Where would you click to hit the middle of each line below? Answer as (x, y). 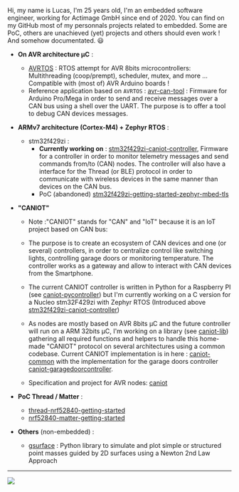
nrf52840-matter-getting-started (76, 418)
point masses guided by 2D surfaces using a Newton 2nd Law (119, 453)
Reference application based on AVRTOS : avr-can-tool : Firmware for (128, 91)
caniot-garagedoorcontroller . (71, 369)
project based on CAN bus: (68, 229)
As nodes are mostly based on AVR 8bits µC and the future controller (129, 324)
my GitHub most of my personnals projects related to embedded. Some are (117, 25)
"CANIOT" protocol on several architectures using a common (136, 346)
